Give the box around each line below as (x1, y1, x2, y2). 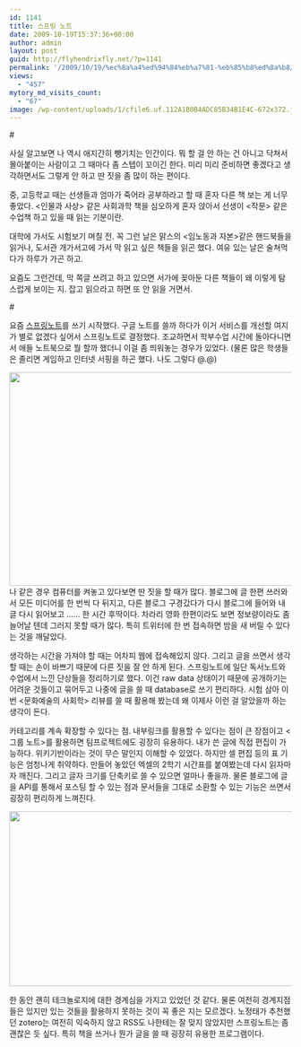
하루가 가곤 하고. (25, 253, 83, 265)
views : (9, 72, 34, 81)
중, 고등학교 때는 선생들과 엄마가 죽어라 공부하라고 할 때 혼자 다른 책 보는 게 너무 (9, 189, 288, 200)
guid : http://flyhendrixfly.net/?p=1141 (9, 55, 163, 64)
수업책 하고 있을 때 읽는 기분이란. (9, 212, 125, 222)
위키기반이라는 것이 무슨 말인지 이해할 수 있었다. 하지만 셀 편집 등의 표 (35, 748, 279, 759)
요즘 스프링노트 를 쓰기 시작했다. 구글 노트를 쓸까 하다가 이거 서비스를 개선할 (9, 320, 272, 331)
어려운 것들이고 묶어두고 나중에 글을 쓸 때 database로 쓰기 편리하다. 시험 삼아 (9, 684, 279, 695)
